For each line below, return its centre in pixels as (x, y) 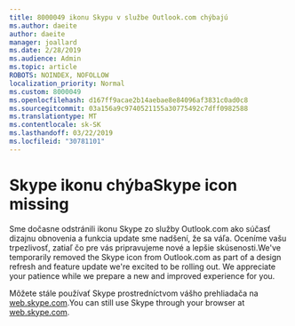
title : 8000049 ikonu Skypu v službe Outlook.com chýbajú (119, 17)
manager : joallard (43, 42)
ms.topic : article (43, 68)
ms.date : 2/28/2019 (45, 51)
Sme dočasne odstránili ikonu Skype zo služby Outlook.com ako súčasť (140, 228)
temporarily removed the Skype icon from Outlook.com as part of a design (145, 257)
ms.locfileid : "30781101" (57, 141)
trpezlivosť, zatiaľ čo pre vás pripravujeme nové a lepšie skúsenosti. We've (145, 247)
